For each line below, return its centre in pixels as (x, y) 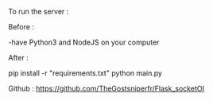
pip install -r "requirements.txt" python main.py (85, 73)
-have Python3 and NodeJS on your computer (84, 42)
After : (19, 58)
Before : (21, 27)
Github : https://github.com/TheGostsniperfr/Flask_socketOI (106, 88)
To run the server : (39, 12)
